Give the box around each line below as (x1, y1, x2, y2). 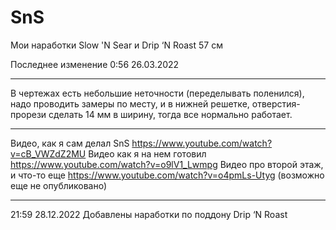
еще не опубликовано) (10, 179, 108, 191)
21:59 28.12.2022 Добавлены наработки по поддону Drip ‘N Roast (10, 208, 288, 220)
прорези (10, 108, 47, 120)
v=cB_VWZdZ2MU (10, 147, 87, 160)
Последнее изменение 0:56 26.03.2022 (10, 58, 180, 70)
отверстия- (251, 97, 301, 110)
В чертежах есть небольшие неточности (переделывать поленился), (10, 87, 305, 99)
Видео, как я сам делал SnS (10, 137, 130, 149)
